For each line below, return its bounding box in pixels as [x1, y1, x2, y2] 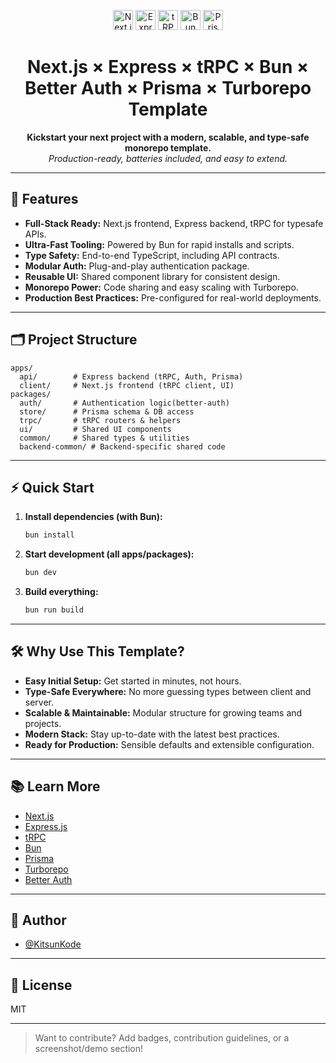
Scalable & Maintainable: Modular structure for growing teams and [24, 706, 303, 719]
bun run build [24, 605, 84, 615]
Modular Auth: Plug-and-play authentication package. [24, 260, 250, 272]
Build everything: [24, 586, 99, 598]
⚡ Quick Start [10, 479, 95, 496]
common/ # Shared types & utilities [19, 433, 190, 443]
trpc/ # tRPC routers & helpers [19, 415, 182, 425]
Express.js [24, 820, 68, 832]
